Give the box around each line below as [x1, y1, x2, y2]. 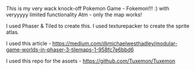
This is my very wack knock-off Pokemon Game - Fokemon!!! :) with [6, 5, 169, 12]
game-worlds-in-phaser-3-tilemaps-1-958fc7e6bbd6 [6, 46, 134, 53]
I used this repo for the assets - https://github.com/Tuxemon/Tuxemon [6, 58, 176, 64]
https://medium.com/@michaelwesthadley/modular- [52, 40, 178, 47]
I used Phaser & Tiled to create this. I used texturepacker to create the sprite [6, 23, 190, 29]
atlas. [6, 29, 19, 36]
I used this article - [6, 40, 51, 47]
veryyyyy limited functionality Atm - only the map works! [6, 11, 142, 18]
